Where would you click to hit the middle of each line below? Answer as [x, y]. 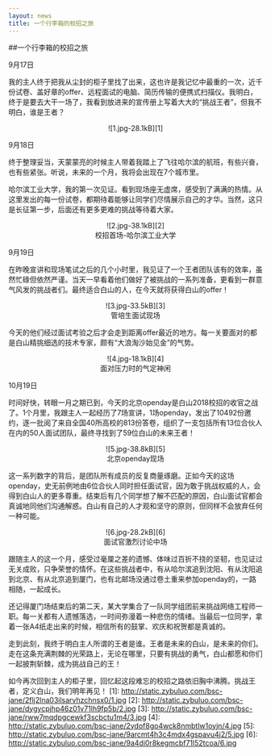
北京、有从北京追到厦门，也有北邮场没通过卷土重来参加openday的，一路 [135, 578]
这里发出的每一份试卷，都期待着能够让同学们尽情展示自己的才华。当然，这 [132, 199]
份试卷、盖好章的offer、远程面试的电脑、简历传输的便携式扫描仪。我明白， [133, 92]
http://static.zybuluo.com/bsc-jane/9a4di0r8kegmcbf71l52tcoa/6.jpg [123, 742]
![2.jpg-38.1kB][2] [135, 225]
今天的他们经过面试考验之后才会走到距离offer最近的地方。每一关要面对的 [129, 332]
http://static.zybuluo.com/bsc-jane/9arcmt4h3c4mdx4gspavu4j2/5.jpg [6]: [133, 734]
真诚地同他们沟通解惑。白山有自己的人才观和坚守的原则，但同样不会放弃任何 [135, 506]
